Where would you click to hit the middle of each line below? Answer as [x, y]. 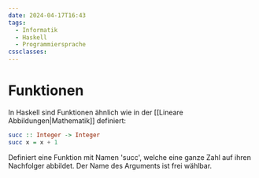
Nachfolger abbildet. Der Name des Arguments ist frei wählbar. [110, 165]
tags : [17, 23]
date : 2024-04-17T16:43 [47, 15]
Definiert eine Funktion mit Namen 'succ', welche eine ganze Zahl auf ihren [130, 157]
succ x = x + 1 [33, 142]
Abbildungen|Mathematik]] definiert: [67, 120]
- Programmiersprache [51, 45]
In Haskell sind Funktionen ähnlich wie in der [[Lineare [96, 112]
